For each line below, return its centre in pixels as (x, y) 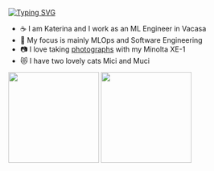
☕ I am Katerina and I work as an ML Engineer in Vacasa (113, 29)
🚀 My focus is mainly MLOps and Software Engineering (111, 40)
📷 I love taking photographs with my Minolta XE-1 (103, 49)
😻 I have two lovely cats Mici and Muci (85, 61)
